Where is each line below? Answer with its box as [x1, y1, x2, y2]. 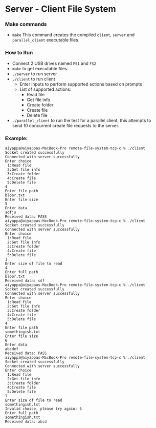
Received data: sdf [5, 278, 45, 284]
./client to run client [12, 76, 55, 82]
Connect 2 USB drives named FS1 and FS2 [12, 60, 96, 66]
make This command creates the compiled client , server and [12, 32, 135, 38]
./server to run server [12, 71, 57, 77]
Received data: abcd [5, 419, 47, 424]
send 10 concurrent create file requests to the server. [12, 122, 120, 128]
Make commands [5, 21, 47, 28]
